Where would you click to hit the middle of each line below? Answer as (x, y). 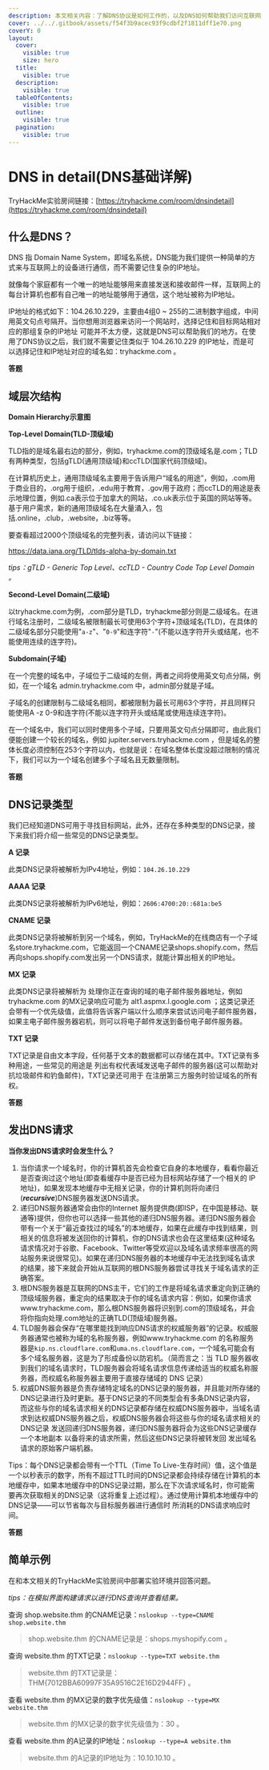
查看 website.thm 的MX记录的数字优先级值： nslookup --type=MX (114, 1700)
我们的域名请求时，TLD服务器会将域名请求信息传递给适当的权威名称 (139, 1368)
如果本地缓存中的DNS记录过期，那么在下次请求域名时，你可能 (145, 1485)
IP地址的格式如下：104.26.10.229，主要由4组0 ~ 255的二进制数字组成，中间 (133, 311)
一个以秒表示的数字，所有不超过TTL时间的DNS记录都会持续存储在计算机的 (131, 1475)
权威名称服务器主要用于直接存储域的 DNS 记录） (128, 1378)
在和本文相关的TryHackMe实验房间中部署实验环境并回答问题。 (112, 1580)
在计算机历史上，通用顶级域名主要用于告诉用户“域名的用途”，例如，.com (128, 478)
